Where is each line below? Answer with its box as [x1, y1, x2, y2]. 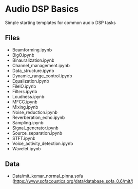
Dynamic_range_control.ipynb [12, 72, 72, 79]
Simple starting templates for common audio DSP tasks [5, 20, 116, 25]
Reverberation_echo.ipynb [12, 114, 65, 120]
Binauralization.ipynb [12, 57, 55, 63]
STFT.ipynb [12, 135, 36, 141]
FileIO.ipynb [12, 83, 37, 89]
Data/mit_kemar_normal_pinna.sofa [12, 173, 83, 179]
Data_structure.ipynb [12, 68, 55, 73]
